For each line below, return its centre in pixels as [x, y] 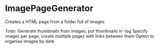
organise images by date [30, 41]
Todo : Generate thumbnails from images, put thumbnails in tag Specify [77, 31]
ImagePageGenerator [49, 8]
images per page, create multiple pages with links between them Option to [80, 36]
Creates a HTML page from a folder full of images [55, 22]
